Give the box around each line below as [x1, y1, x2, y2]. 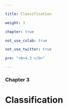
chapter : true [5, 29, 34, 34]
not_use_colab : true [5, 38, 48, 43]
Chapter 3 [5, 76, 30, 83]
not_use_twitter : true [5, 47, 52, 52]
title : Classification [5, 11, 52, 16]
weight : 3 [5, 20, 26, 25]
